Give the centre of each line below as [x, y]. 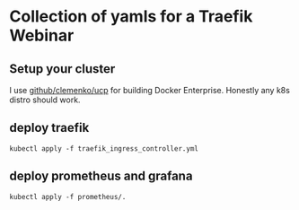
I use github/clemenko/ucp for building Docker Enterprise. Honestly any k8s [149, 90]
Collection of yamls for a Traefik [131, 17]
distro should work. [45, 100]
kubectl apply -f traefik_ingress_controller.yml [104, 149]
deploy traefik [49, 128]
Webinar [42, 35]
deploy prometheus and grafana [101, 176]
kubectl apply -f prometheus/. [68, 197]
